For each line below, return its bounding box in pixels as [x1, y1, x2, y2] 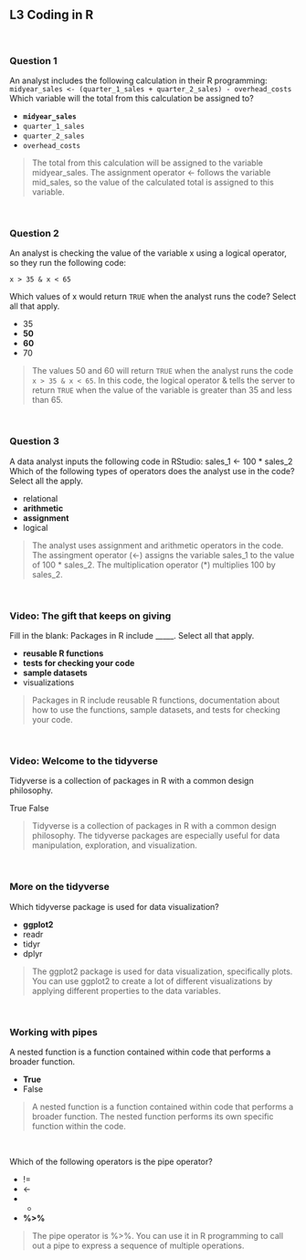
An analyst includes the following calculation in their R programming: [9, 75, 268, 86]
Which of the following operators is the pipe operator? [9, 1156, 213, 1167]
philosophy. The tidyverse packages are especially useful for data [31, 831, 280, 842]
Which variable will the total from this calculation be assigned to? [9, 93, 254, 104]
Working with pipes [9, 1025, 98, 1038]
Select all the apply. [9, 475, 84, 486]
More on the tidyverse [9, 881, 110, 894]
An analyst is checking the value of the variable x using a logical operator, [9, 248, 288, 259]
